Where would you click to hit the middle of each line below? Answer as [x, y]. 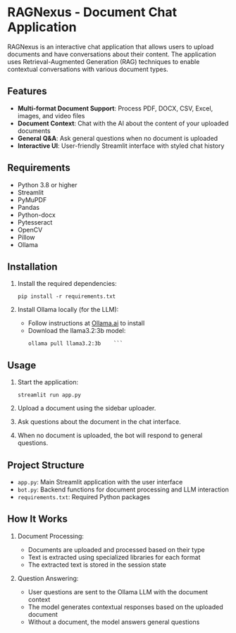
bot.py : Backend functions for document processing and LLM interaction [123, 489]
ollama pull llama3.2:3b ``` [75, 344]
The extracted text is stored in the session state [97, 565]
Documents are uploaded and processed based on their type [117, 549]
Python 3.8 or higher [47, 184]
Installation [32, 267]
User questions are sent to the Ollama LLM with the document [118, 591]
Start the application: [48, 382]
